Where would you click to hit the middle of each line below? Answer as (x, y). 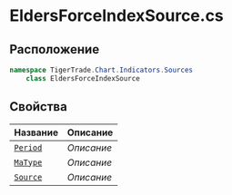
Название (36, 132)
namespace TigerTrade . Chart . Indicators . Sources (101, 70)
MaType (28, 162)
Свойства (39, 107)
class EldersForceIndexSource (83, 78)
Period (28, 147)
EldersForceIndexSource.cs (117, 16)
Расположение (55, 49)
